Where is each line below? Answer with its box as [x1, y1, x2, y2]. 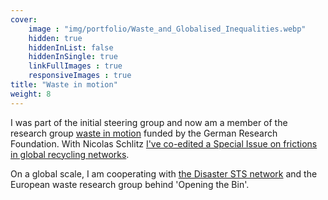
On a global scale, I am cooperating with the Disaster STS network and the [10, 167, 318, 180]
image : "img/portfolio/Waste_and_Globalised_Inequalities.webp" [28, 24, 307, 34]
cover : [10, 14, 38, 25]
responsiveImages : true [28, 71, 132, 81]
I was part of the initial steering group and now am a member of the [10, 116, 288, 128]
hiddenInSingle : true [28, 52, 118, 62]
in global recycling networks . [10, 148, 130, 160]
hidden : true [28, 33, 83, 43]
